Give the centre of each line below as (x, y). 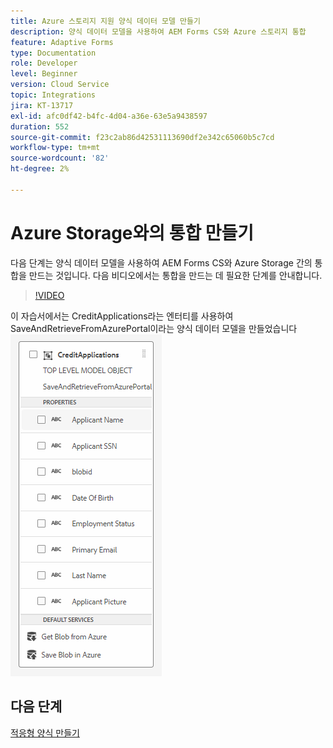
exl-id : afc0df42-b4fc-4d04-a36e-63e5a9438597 (109, 116)
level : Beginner (44, 74)
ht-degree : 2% (40, 169)
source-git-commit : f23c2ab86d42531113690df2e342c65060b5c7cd (142, 137)
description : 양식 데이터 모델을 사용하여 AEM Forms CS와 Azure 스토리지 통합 (158, 31)
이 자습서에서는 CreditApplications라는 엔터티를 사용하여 (122, 316)
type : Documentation (53, 53)
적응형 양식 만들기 (45, 732)
